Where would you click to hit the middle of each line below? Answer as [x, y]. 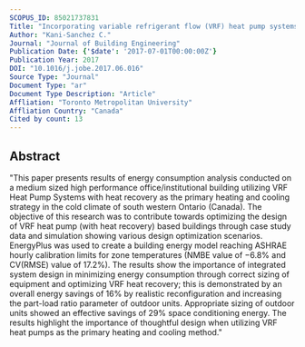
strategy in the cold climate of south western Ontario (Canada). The [136, 206]
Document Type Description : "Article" [83, 94]
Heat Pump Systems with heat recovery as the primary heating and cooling [150, 197]
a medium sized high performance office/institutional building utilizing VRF [149, 187]
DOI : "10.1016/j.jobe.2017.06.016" [77, 69]
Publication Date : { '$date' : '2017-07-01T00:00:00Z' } [113, 52]
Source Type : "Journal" [54, 77]
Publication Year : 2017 [54, 60]
